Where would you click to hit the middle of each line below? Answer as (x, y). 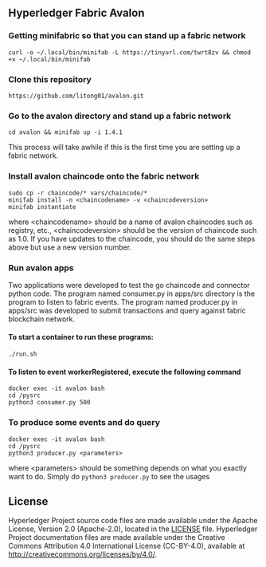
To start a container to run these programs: (81, 337)
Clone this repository (50, 79)
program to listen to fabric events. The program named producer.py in (123, 301)
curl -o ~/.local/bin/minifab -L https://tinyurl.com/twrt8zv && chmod (129, 52)
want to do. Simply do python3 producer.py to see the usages (109, 476)
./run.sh (23, 354)
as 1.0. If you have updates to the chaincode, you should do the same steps (132, 238)
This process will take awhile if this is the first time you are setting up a (124, 148)
